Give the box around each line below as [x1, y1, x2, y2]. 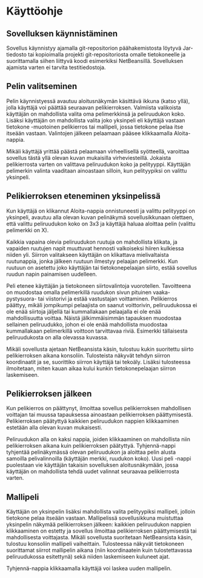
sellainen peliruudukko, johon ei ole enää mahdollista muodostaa [6, 321, 168, 328]
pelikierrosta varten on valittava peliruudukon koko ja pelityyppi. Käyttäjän [6, 161, 191, 168]
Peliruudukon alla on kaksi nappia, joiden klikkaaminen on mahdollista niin [6, 436, 191, 443]
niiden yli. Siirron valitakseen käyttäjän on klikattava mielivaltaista [6, 251, 169, 258]
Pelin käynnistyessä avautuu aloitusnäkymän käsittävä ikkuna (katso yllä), [6, 97, 190, 104]
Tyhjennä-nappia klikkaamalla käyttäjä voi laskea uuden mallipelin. [6, 565, 172, 572]
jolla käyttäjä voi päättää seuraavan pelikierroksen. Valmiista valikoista [6, 104, 181, 111]
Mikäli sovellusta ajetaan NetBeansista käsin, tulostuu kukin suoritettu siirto [6, 345, 194, 353]
